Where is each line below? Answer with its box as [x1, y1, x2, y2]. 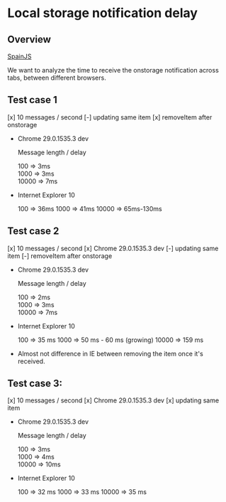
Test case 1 [7, 94, 58, 106]
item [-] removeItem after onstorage [7, 251, 113, 260]
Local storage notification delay [7, 5, 198, 21]
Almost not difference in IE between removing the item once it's [17, 349, 203, 358]
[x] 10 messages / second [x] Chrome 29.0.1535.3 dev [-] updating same [7, 244, 219, 252]
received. [17, 357, 45, 365]
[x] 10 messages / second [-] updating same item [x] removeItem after [7, 112, 213, 122]
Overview [7, 33, 52, 46]
